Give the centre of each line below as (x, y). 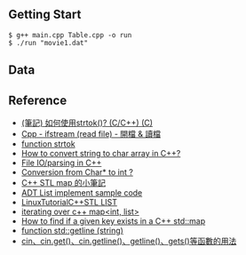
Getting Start (45, 15)
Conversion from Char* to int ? (77, 172)
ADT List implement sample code (82, 193)
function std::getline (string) (72, 231)
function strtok (48, 144)
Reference (38, 100)
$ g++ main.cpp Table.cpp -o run (70, 35)
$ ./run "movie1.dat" (48, 43)
